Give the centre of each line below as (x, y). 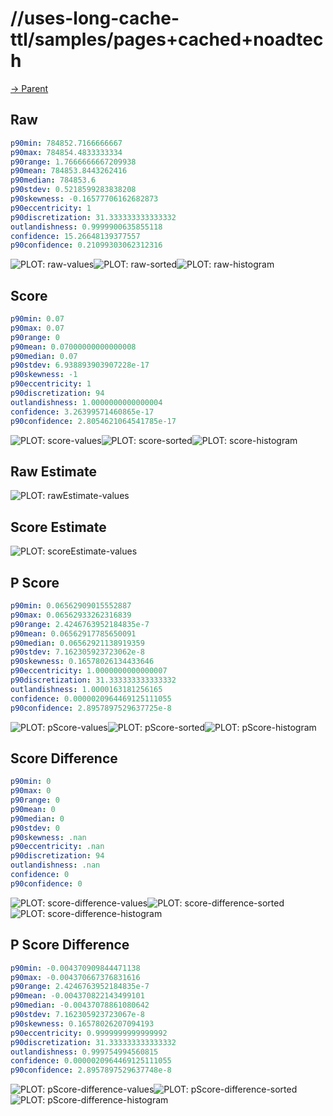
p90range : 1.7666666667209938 (73, 162)
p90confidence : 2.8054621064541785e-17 (93, 421)
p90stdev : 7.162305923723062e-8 (77, 652)
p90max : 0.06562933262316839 (71, 615)
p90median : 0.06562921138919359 (77, 643)
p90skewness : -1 (44, 375)
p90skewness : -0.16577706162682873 (84, 199)
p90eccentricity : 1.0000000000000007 (89, 671)
